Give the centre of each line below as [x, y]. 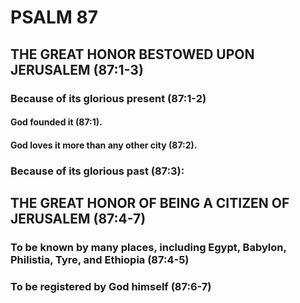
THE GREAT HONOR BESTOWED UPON [132, 54]
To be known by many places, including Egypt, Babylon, [148, 247]
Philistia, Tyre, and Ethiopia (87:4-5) [100, 259]
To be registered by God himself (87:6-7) [111, 286]
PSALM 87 [54, 17]
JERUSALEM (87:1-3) [77, 69]
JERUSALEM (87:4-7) [78, 219]
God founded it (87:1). [56, 122]
